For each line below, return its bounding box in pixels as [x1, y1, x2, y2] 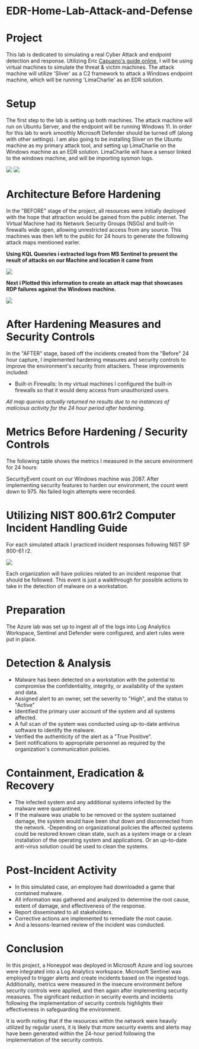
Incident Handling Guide [6, 522, 128, 535]
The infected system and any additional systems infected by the [14, 798, 171, 805]
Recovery [6, 779, 54, 792]
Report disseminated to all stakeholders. [14, 908, 113, 915]
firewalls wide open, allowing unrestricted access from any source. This [6, 226, 182, 233]
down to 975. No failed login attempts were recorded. [6, 488, 136, 495]
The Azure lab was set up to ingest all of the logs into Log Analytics [6, 623, 171, 630]
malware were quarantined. [14, 805, 82, 812]
